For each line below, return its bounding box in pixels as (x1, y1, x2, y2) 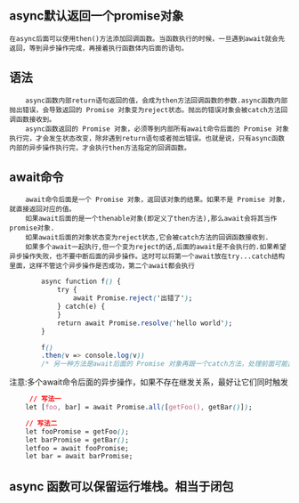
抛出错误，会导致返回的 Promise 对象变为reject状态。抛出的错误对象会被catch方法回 (9, 105, 287, 114)
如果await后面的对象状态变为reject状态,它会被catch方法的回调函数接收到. (25, 233, 270, 242)
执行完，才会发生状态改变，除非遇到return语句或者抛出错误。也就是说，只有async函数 (9, 134, 285, 142)
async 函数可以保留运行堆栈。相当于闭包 (9, 479, 234, 494)
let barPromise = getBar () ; (25, 435, 129, 444)
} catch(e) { (56, 302, 105, 312)
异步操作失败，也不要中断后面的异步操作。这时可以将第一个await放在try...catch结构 (9, 252, 286, 261)
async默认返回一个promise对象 (9, 8, 184, 24)
